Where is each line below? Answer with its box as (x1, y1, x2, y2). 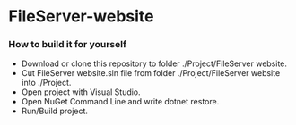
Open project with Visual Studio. (21, 87, 141, 97)
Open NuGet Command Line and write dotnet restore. (21, 96, 220, 107)
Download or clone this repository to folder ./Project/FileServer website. (21, 58, 288, 69)
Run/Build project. (21, 105, 89, 117)
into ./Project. (21, 78, 72, 88)
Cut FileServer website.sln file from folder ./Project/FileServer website (21, 68, 281, 79)
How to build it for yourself (8, 38, 127, 51)
